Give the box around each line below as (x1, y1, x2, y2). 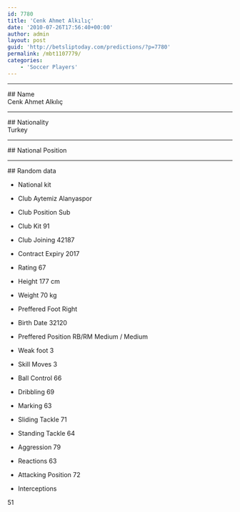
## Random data (7, 166, 56, 175)
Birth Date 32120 (17, 318, 68, 327)
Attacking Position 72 (17, 470, 81, 478)
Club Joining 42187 (17, 235, 75, 244)
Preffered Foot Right (17, 304, 78, 313)
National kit (17, 180, 51, 189)
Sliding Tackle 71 (17, 415, 67, 424)
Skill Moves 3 (17, 359, 58, 368)
